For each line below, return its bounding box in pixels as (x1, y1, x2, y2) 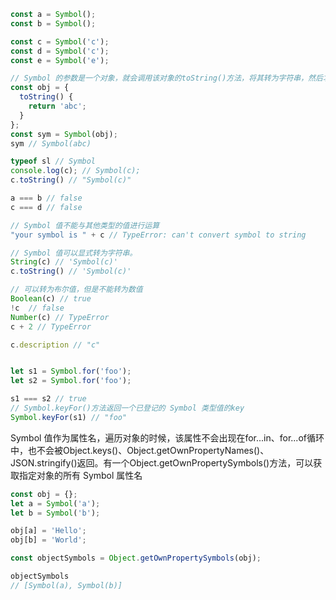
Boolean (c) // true (10, 294, 92, 304)
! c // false (10, 303, 65, 313)
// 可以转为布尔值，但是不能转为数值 (10, 285, 143, 295)
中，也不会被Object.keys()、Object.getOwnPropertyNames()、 (10, 444, 270, 456)
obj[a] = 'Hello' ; (10, 526, 87, 536)
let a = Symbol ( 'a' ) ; (10, 498, 101, 509)
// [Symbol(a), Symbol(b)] (10, 580, 123, 590)
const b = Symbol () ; (10, 18, 97, 29)
